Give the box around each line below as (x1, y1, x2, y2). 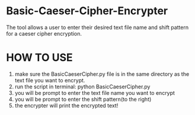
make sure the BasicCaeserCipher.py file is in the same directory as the (14, 70, 190, 78)
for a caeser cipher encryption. (6, 30, 82, 37)
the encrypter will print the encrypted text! (14, 102, 119, 109)
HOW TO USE (6, 51, 73, 65)
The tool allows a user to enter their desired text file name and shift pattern (6, 24, 188, 31)
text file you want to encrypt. (14, 76, 85, 84)
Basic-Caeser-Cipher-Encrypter (6, 4, 168, 18)
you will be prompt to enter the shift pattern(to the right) (14, 95, 152, 103)
